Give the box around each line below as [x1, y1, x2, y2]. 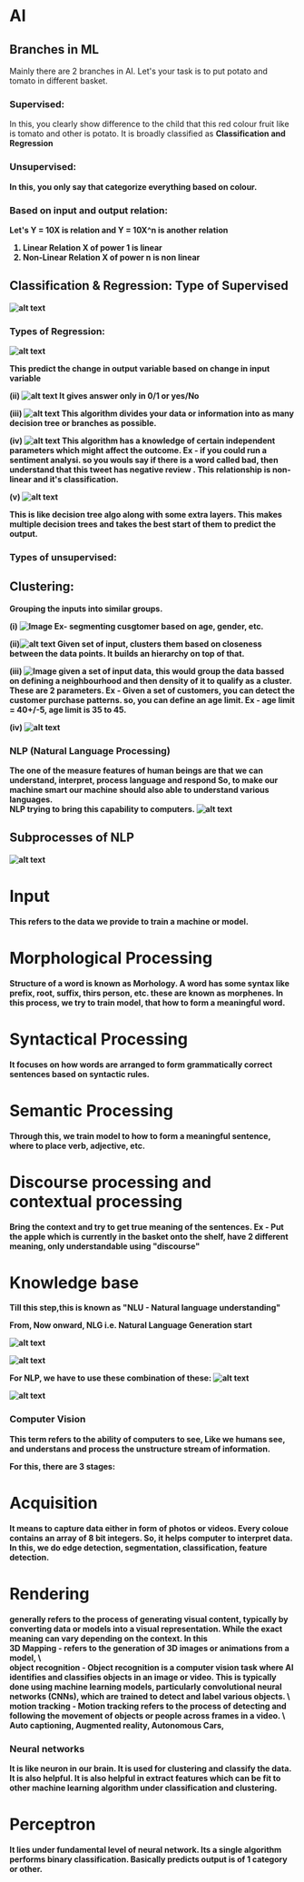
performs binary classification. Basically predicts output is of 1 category [9, 1854, 288, 1865]
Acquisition [9, 1492, 98, 1513]
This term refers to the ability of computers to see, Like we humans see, [9, 1433, 286, 1444]
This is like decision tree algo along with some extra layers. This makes [9, 510, 283, 520]
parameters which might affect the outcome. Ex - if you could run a [9, 445, 268, 455]
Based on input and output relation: [9, 203, 168, 216]
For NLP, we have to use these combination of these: [9, 1372, 211, 1383]
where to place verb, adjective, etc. [9, 1140, 145, 1151]
